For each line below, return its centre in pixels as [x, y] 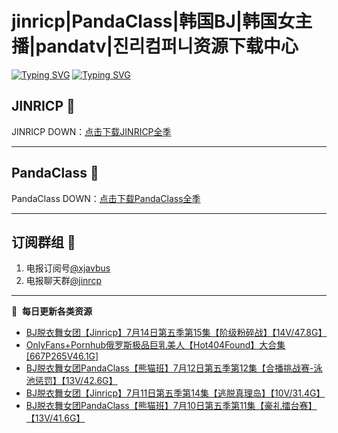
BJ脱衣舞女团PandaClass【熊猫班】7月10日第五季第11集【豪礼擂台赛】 [171, 406]
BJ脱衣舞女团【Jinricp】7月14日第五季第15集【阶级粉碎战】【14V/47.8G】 [176, 333]
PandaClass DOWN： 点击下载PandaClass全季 [106, 198]
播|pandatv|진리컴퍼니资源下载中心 [155, 46]
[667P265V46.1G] [62, 356]
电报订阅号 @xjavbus [68, 268]
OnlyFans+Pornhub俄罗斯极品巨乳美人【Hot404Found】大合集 [155, 345]
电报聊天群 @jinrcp [63, 281]
